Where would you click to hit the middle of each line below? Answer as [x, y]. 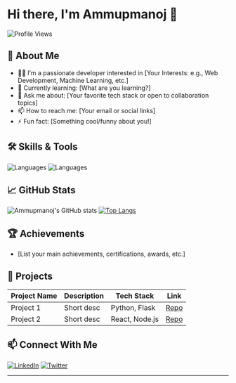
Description [84, 296]
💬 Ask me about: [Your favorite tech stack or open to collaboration [113, 95]
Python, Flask [133, 307]
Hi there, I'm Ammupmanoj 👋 [92, 14]
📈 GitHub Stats [41, 190]
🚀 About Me [33, 56]
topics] [28, 103]
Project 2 [26, 319]
